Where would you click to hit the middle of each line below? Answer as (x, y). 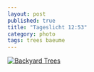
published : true (31, 21)
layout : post (27, 14)
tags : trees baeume (36, 41)
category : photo (31, 34)
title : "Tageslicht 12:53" (47, 27)
